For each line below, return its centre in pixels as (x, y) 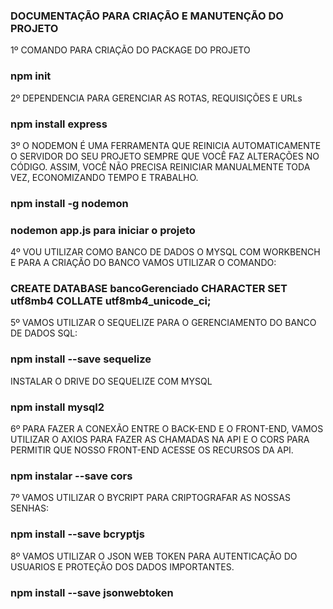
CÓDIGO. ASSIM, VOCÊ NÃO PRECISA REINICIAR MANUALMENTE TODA (160, 166)
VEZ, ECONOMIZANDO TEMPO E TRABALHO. (104, 177)
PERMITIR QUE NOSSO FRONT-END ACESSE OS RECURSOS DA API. (152, 450)
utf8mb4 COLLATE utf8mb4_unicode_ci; (111, 301)
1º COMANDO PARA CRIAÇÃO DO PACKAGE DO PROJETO (130, 50)
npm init (31, 76)
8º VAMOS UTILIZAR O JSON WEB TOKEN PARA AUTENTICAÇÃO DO (154, 556)
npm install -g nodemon (69, 203)
